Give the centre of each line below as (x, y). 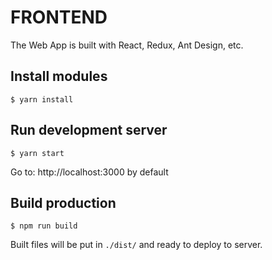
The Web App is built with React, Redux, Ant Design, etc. (127, 45)
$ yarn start (37, 153)
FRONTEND (59, 17)
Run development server (89, 130)
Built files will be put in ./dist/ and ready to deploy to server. (136, 245)
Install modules (59, 76)
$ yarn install (42, 99)
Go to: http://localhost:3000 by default (89, 172)
